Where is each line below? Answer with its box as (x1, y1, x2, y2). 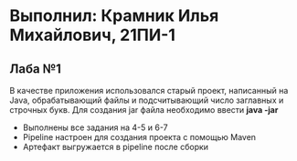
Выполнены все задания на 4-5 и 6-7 (22, 122, 168, 133)
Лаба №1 (9, 61, 62, 76)
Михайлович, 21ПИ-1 (9, 25, 176, 45)
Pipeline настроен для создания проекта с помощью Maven (22, 132, 257, 142)
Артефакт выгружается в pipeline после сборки (22, 142, 208, 152)
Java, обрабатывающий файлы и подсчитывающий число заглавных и (9, 95, 284, 106)
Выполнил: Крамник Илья (9, 5, 219, 26)
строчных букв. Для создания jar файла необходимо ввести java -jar (9, 105, 279, 115)
